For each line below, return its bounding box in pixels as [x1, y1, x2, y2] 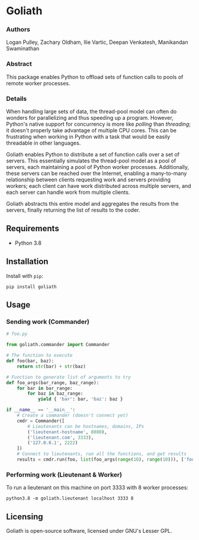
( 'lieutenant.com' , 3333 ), [27, 434, 94, 440]
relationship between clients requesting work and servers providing [6, 176, 171, 183]
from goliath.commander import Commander [6, 342, 110, 348]
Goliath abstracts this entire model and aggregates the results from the [6, 200, 179, 207]
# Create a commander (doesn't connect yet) [17, 413, 129, 418]
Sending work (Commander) [6, 318, 90, 326]
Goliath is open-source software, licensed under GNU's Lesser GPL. [6, 528, 173, 534]
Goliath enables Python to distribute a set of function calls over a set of [6, 151, 179, 158]
